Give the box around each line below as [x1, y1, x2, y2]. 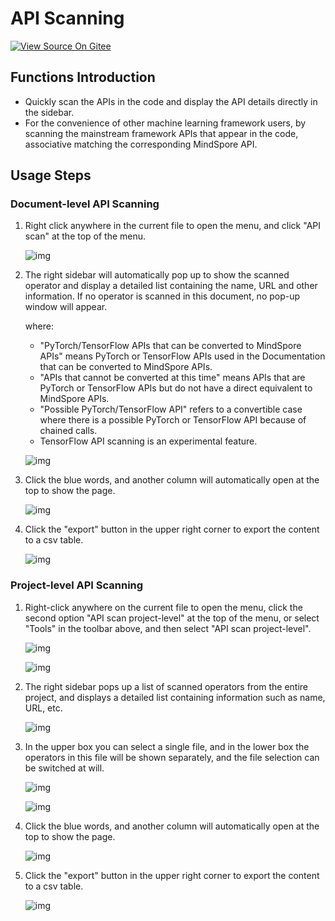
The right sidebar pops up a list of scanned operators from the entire [24, 680, 309, 692]
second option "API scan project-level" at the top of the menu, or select [24, 612, 320, 624]
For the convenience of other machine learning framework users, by [24, 117, 307, 129]
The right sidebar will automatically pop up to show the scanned [24, 269, 290, 281]
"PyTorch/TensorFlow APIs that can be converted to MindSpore [39, 340, 302, 352]
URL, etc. [24, 702, 63, 714]
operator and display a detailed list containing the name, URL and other [24, 280, 318, 292]
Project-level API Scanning [10, 578, 144, 592]
